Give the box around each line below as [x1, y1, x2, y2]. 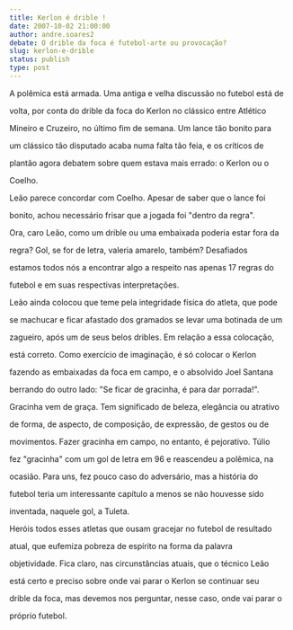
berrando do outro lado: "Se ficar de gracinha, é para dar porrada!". [9, 384, 260, 395]
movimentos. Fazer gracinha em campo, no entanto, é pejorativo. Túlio [9, 436, 271, 447]
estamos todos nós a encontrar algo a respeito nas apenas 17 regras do [9, 262, 274, 272]
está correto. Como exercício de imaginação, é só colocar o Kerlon [9, 349, 257, 359]
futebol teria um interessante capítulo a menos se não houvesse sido [9, 488, 265, 499]
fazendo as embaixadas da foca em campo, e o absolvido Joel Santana [9, 366, 274, 377]
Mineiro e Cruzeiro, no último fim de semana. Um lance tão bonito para [9, 122, 272, 133]
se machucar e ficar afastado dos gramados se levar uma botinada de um [9, 314, 283, 324]
